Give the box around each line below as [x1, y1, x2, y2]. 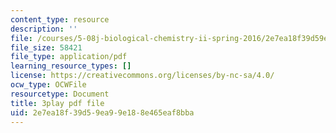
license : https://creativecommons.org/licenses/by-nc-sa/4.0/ [10, 71, 275, 81]
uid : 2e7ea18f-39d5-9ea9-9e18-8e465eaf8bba [10, 107, 195, 118]
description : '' [10, 24, 78, 34]
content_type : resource [10, 14, 110, 25]
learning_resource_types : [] [10, 61, 132, 71]
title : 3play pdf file [10, 98, 105, 108]
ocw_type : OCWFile [10, 80, 87, 90]
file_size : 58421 [10, 42, 83, 53]
